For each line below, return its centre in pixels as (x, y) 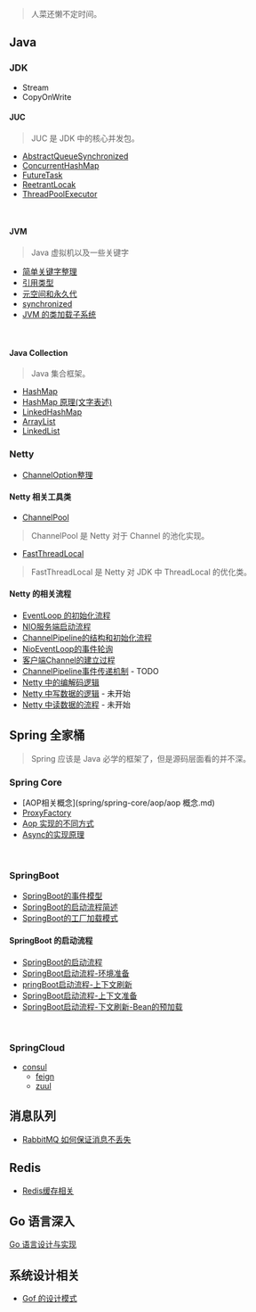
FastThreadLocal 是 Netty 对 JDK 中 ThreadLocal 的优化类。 (141, 572)
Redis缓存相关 (48, 1191)
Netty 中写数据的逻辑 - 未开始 (76, 693)
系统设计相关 (44, 1275)
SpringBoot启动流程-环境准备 (76, 973)
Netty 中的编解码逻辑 (60, 682)
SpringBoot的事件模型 (62, 896)
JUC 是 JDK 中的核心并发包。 (85, 138)
